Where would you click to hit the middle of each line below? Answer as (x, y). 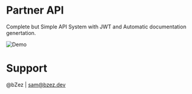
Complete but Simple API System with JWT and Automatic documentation (96, 27)
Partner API (35, 10)
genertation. (21, 33)
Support (27, 68)
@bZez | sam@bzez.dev (36, 85)
